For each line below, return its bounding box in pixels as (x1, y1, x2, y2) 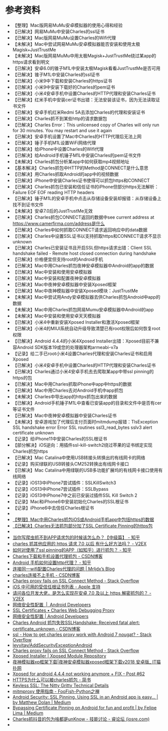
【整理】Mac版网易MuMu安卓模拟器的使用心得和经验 (12, 22, 123, 28)
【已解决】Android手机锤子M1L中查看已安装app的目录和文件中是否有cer (12, 400, 162, 406)
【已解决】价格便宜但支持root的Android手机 (12, 256, 104, 262)
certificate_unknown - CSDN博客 (12, 625, 81, 631)
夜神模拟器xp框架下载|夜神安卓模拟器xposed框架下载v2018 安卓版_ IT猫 (12, 659, 161, 665)
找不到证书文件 (12, 202, 44, 208)
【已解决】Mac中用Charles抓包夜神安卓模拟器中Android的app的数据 (12, 262, 154, 268)
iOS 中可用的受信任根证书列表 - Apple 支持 (12, 584, 101, 590)
